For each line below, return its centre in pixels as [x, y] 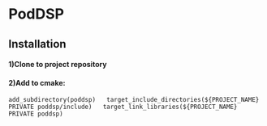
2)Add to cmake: [37, 82]
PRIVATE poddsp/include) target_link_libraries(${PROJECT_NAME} [123, 107]
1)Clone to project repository [58, 65]
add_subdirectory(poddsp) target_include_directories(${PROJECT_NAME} [134, 100]
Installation [37, 44]
